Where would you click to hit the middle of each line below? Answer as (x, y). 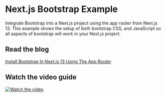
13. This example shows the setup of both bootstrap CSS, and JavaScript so (83, 28)
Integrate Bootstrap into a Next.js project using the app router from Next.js (82, 23)
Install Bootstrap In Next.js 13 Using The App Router (58, 61)
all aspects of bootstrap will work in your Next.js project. (63, 33)
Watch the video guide (41, 77)
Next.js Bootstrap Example (62, 9)
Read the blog (27, 49)
